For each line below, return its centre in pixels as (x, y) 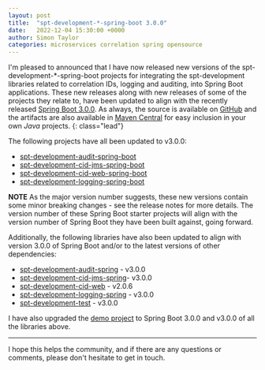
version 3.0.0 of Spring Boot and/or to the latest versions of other (114, 246)
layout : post (30, 15)
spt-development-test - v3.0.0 (69, 303)
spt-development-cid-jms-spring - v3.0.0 (86, 278)
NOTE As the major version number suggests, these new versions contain (128, 197)
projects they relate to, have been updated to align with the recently (118, 101)
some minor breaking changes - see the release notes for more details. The (131, 205)
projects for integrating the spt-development (173, 76)
